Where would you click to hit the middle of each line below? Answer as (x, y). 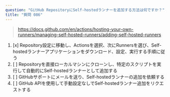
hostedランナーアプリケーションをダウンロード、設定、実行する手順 (84, 51)
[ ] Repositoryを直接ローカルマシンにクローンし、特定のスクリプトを (85, 64)
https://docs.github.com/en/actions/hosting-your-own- (76, 29)
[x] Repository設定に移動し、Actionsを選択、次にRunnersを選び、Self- (87, 45)
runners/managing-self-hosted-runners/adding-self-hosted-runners (89, 35)
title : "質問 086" (24, 15)
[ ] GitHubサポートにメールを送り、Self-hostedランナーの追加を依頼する (88, 77)
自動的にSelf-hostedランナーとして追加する (72, 70)
